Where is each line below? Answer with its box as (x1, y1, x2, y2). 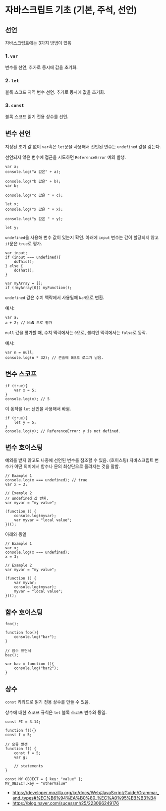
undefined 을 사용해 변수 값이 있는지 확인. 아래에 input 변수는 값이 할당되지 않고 (5, 234, 159, 240)
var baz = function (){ (5, 661, 55, 667)
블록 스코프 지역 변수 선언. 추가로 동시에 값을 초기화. (5, 89, 106, 95)
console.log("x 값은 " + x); (5, 207, 63, 212)
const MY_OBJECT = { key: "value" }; (5, 776, 83, 781)
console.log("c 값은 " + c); (5, 193, 63, 198)
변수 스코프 (5, 370, 37, 378)
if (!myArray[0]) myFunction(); (5, 285, 72, 290)
